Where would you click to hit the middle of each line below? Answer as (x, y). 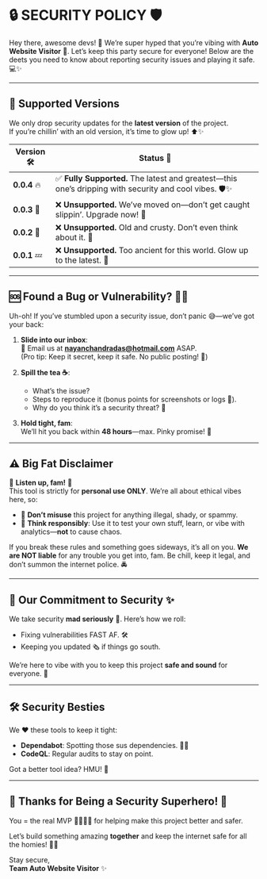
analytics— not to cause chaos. (71, 532)
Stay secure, (30, 860)
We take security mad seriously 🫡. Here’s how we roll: (97, 619)
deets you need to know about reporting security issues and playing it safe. (132, 59)
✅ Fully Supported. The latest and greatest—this (146, 178)
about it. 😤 (74, 237)
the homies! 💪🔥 (34, 844)
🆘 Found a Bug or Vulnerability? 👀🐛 (99, 297)
